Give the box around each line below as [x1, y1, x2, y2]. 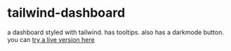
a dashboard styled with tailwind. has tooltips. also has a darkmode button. [7, 28, 225, 36]
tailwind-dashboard [7, 5, 126, 21]
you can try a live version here [7, 35, 95, 43]
